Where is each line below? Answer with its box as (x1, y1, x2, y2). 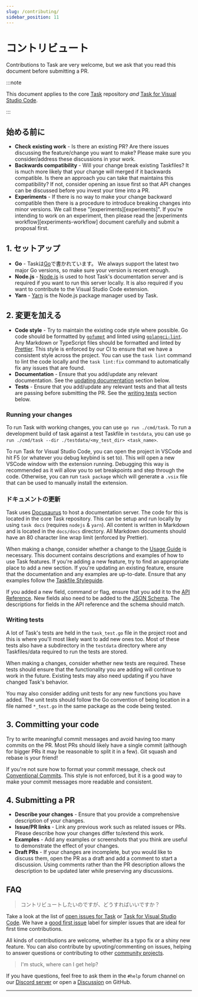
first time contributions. (6, 925, 63, 933)
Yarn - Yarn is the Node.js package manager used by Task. (14, 292, 159, 299)
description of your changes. (14, 817, 85, 824)
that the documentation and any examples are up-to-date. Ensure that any (6, 571, 186, 578)
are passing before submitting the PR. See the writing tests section (14, 389, 177, 396)
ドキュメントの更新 (6, 495, 61, 503)
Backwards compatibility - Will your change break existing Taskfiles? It (14, 162, 189, 169)
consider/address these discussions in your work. (14, 156, 136, 163)
